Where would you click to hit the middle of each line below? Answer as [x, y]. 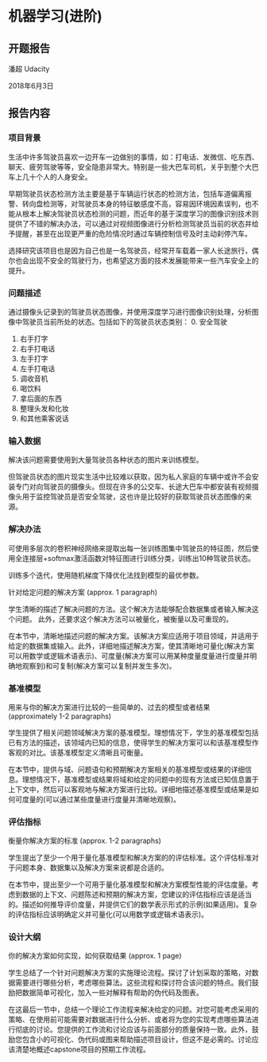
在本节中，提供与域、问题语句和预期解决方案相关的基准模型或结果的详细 [126, 769]
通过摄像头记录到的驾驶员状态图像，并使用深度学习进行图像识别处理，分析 [130, 312]
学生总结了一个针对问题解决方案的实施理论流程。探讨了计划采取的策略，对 [130, 973]
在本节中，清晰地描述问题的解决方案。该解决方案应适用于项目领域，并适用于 [133, 636]
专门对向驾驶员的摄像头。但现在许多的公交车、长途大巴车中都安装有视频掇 [137, 487]
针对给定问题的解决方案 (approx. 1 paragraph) [83, 592]
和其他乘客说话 [44, 418]
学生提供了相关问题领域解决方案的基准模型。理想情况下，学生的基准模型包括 [133, 732]
